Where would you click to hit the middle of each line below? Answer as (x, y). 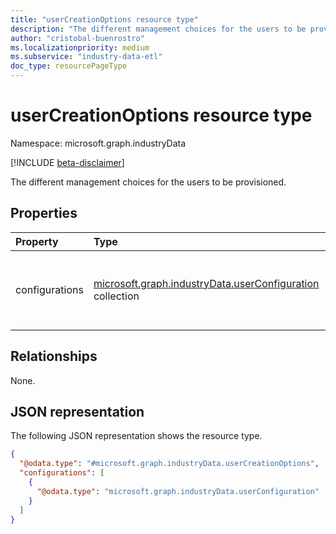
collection (116, 296)
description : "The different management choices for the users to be (158, 29)
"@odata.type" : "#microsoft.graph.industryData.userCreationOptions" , (169, 464)
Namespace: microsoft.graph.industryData (98, 143)
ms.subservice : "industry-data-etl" (86, 57)
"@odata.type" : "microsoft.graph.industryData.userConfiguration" (178, 491)
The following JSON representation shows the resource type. (136, 436)
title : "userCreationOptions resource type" (104, 19)
